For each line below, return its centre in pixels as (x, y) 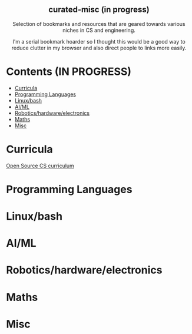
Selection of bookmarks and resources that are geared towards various (99, 24)
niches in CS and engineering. (99, 30)
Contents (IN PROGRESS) (69, 72)
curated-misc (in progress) (99, 10)
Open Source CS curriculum (40, 166)
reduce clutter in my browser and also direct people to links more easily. (99, 48)
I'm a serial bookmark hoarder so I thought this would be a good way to (99, 41)
